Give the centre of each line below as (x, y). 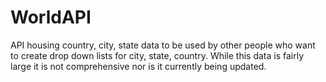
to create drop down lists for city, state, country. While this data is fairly (157, 55)
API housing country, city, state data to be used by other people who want (163, 45)
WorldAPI (51, 17)
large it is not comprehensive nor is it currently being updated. (138, 66)
